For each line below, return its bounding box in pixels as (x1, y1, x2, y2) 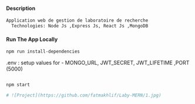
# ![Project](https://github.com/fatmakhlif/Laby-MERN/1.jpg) (6, 92, 162, 98)
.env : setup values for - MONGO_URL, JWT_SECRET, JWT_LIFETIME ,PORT (6, 59, 190, 67)
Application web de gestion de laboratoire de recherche (6, 18, 149, 23)
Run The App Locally (6, 36, 58, 43)
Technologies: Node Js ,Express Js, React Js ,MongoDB (11, 23, 149, 29)
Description (6, 5, 36, 12)
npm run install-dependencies (6, 48, 80, 55)
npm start (6, 82, 31, 88)
